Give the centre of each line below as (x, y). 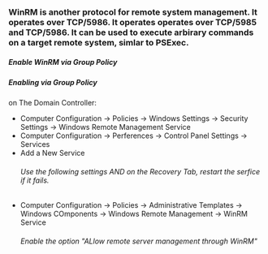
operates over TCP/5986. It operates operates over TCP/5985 (133, 22)
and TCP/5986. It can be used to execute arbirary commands (131, 32)
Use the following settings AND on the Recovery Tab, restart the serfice (140, 171)
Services (35, 144)
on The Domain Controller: (53, 103)
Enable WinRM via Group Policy (63, 62)
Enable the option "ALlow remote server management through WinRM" (139, 241)
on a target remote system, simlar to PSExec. (99, 42)
